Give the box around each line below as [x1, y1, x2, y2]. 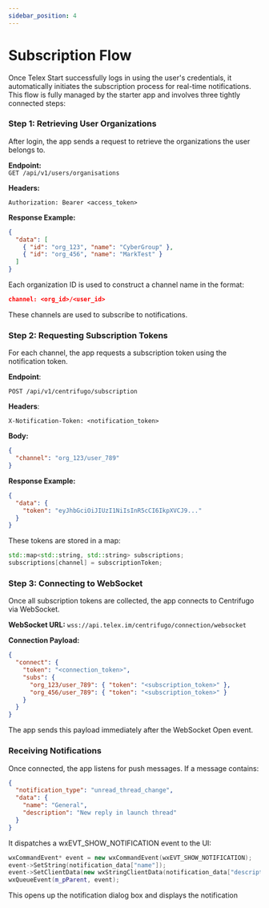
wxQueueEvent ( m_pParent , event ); [8, 876, 120, 884]
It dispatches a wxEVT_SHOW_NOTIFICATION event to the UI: [8, 838, 212, 848]
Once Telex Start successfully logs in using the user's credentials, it [8, 73, 232, 83]
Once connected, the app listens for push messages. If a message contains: [8, 763, 259, 773]
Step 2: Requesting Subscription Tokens [8, 329, 168, 341]
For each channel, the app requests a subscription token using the [8, 348, 227, 357]
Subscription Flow [8, 46, 132, 64]
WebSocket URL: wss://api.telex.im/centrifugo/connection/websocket [8, 620, 247, 630]
